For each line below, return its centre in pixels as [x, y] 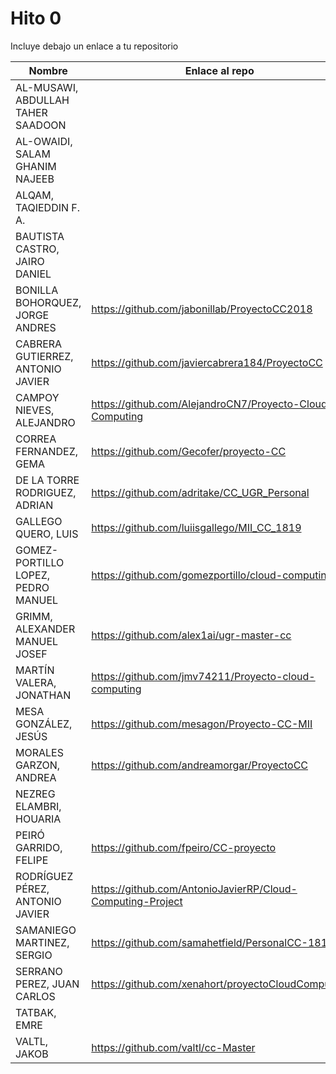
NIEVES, [35, 410]
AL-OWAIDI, [44, 141]
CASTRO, [37, 249]
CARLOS [35, 996]
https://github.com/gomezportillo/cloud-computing [212, 575]
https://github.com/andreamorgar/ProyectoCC [200, 765]
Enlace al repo [219, 70]
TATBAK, [36, 1012]
